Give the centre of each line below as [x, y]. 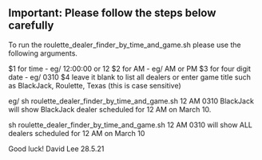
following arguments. [43, 53]
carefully [31, 26]
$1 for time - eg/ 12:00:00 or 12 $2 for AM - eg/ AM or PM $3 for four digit [130, 68]
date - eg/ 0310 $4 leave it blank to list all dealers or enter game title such [130, 77]
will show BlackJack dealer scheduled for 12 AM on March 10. [110, 109]
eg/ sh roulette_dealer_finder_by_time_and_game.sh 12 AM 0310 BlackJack [131, 101]
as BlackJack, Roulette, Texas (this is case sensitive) [95, 85]
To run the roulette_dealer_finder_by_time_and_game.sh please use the [125, 45]
